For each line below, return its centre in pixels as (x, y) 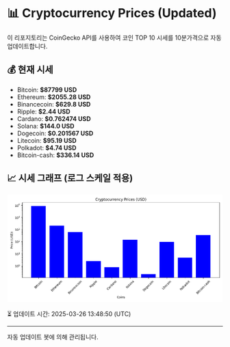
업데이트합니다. (27, 46)
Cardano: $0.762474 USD (54, 119)
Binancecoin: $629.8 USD (54, 104)
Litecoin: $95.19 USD (47, 140)
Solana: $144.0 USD (46, 126)
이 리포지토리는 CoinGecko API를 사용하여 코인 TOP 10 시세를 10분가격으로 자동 (114, 38)
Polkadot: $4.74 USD (47, 148)
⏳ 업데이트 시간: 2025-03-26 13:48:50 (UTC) (69, 314)
